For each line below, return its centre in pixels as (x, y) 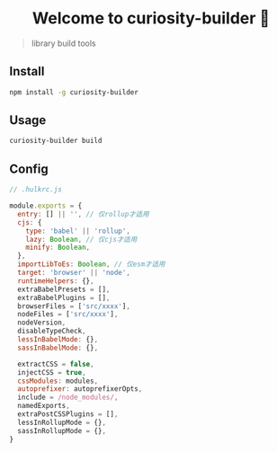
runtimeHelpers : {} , (56, 281)
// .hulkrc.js (36, 190)
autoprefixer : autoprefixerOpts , (80, 389)
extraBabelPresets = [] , (64, 289)
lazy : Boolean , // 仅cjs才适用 (81, 239)
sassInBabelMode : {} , (58, 348)
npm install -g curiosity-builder (74, 92)
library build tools (63, 43)
